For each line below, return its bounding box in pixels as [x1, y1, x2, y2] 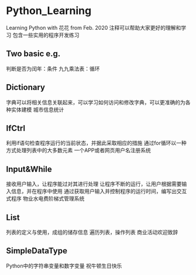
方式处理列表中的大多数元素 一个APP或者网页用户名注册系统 [6, 147, 151, 154]
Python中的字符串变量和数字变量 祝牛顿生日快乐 [6, 262, 122, 269]
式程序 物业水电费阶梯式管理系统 [6, 195, 85, 202]
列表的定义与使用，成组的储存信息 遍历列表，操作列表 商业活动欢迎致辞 [6, 229, 178, 235]
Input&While [6, 164, 53, 174]
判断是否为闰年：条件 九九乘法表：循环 [6, 65, 100, 72]
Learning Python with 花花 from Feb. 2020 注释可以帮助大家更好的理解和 [6, 24, 181, 31]
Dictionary [6, 82, 46, 92]
